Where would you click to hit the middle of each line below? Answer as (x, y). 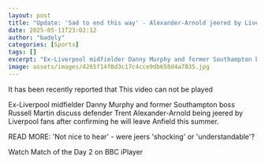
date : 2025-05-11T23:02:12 (52, 30)
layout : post (30, 15)
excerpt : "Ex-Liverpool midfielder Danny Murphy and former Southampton (130, 60)
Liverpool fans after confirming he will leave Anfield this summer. (114, 121)
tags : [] (22, 52)
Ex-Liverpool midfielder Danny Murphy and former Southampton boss (121, 104)
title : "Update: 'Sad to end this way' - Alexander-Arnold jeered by (125, 23)
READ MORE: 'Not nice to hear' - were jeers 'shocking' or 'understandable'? (131, 136)
